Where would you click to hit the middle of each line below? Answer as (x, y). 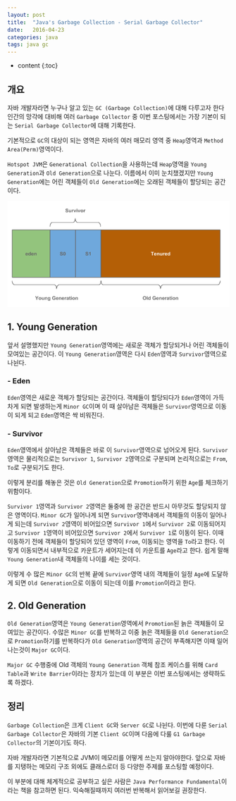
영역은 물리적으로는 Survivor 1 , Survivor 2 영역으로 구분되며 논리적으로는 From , (117, 459)
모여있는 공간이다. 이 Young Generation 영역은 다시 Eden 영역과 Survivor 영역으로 (117, 354)
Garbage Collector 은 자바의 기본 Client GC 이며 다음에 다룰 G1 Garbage (106, 733)
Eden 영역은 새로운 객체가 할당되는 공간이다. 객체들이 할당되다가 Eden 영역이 (109, 397)
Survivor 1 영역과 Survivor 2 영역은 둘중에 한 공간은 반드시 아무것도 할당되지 (113, 507)
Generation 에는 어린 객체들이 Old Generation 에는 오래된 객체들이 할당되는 (110, 181)
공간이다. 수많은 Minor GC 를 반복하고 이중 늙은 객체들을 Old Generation (124, 632)
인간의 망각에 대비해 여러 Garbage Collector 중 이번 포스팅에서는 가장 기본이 (113, 116)
